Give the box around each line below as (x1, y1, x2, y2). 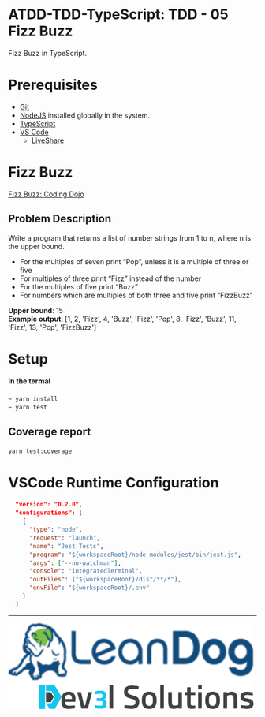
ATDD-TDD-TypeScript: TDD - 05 (8, 6, 229, 24)
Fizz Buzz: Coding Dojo (8, 189, 84, 199)
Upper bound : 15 (8, 305, 63, 315)
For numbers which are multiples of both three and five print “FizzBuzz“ (19, 290, 254, 300)
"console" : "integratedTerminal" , (28, 567, 144, 575)
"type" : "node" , (28, 526, 83, 534)
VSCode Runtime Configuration (8, 473, 219, 491)
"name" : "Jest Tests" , (28, 542, 104, 550)
